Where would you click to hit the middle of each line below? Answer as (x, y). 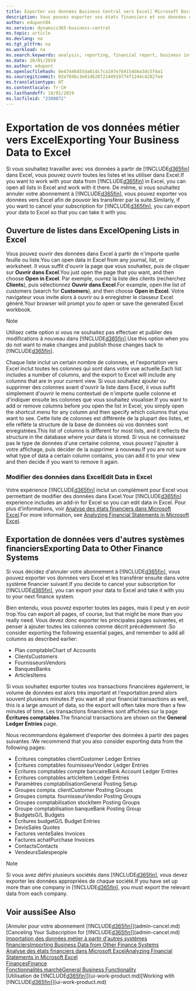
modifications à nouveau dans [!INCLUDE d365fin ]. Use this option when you (97, 339)
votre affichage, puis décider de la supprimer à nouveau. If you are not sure (96, 450)
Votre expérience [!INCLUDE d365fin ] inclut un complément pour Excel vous (97, 490)
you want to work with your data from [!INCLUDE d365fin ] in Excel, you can (96, 181)
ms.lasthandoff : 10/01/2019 (40, 93)
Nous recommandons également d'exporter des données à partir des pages (97, 735)
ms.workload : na (26, 50)
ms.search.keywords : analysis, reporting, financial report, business (94, 55)
